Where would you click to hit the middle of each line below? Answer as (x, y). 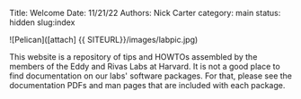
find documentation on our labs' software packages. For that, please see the (151, 76)
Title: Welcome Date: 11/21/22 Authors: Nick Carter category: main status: (145, 13)
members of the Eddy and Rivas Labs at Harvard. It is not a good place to (145, 66)
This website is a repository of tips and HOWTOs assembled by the (133, 57)
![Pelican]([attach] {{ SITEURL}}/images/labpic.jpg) (104, 40)
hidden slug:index (42, 22)
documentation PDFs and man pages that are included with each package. (147, 85)
